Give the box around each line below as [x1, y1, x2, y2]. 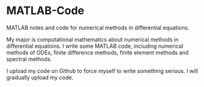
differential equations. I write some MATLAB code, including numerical [6, 42, 183, 50]
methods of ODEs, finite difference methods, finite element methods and [6, 48, 189, 56]
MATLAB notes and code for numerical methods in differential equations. [6, 24, 189, 31]
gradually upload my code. [6, 74, 74, 81]
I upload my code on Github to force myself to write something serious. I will [6, 67, 199, 74]
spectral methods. [6, 55, 52, 62]
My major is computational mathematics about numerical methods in [6, 36, 179, 43]
